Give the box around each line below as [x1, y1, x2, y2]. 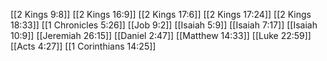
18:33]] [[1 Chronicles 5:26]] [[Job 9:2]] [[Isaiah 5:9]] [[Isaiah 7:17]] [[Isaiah [10, 19, 318, 31]
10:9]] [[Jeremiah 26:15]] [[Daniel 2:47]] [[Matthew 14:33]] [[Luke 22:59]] [10, 30, 312, 41]
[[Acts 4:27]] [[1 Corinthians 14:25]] [10, 40, 157, 52]
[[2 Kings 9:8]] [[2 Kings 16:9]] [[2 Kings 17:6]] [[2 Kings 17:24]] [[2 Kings [10, 9, 312, 20]
